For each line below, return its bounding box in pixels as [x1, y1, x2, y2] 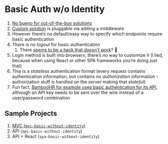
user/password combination [12, 94, 70, 101]
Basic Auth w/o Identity [5, 4, 105, 15]
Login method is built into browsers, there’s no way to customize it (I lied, [12, 52, 163, 58]
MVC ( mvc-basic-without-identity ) [12, 122, 86, 128]
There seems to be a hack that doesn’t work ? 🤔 [19, 47, 118, 53]
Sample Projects [5, 109, 57, 118]
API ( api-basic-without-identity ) [12, 128, 82, 134]
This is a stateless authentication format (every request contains [12, 68, 145, 74]
